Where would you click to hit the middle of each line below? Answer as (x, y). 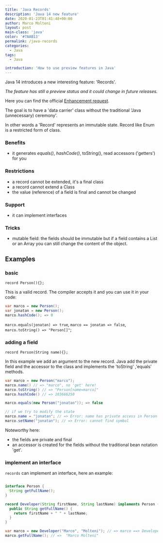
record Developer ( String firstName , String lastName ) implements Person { (82, 504)
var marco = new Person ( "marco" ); (40, 380)
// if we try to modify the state (40, 412)
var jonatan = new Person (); (34, 310)
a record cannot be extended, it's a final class (58, 182)
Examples (20, 259)
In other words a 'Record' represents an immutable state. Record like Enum (80, 125)
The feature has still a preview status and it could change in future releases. (81, 92)
